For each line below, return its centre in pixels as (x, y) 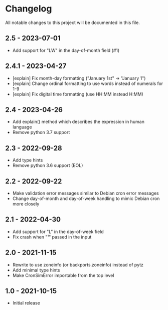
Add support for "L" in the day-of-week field (58, 231)
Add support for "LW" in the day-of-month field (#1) (66, 50)
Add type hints (28, 160)
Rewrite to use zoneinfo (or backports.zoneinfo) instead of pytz (78, 264)
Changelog (29, 9)
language (22, 127)
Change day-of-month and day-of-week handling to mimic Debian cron (86, 198)
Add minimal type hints (36, 270)
